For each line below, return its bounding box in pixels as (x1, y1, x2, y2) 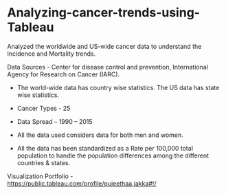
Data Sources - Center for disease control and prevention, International (7, 63, 208, 71)
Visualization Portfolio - (7, 172, 74, 180)
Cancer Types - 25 (16, 104, 71, 112)
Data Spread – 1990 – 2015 (16, 117, 93, 125)
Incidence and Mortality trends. (7, 50, 96, 58)
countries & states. (16, 158, 71, 166)
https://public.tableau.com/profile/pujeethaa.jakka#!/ (7, 179, 157, 187)
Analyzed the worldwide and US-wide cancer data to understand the (7, 42, 202, 50)
